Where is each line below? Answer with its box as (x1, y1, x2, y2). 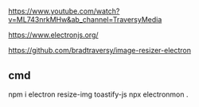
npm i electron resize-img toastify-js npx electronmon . (8, 90, 189, 99)
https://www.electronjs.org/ (8, 30, 99, 40)
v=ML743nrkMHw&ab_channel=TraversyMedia (8, 15, 162, 25)
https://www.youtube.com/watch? (8, 6, 120, 16)
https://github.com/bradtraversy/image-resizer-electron (8, 46, 191, 55)
